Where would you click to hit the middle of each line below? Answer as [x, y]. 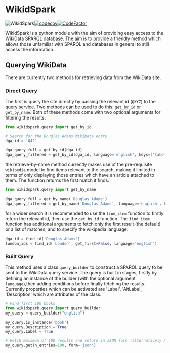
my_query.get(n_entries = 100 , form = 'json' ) [51, 345]
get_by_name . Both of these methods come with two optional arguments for [83, 112]
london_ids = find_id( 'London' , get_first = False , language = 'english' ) [81, 243]
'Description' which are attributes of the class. [53, 294]
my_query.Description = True [36, 327]
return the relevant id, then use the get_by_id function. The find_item [78, 219]
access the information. [30, 49]
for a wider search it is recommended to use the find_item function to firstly [84, 213]
